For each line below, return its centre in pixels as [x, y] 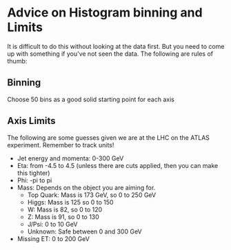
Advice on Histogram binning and [105, 13]
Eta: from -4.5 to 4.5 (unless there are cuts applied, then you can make [118, 165]
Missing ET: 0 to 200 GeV [53, 238]
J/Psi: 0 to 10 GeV [52, 224]
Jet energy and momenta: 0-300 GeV [70, 158]
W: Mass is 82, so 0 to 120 [65, 209]
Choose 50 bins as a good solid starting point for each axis [91, 99]
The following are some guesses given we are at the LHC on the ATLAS [109, 137]
